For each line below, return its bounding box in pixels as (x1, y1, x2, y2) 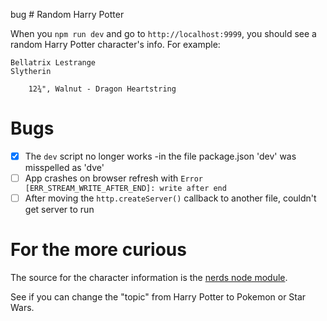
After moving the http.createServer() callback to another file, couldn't (24, 192, 317, 204)
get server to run (24, 204, 95, 216)
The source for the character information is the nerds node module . (10, 272, 288, 284)
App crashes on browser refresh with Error (24, 172, 204, 184)
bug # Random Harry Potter (10, 9, 125, 20)
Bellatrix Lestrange (10, 58, 97, 68)
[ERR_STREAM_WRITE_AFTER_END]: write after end (24, 184, 227, 194)
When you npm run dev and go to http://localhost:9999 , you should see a (10, 28, 317, 39)
